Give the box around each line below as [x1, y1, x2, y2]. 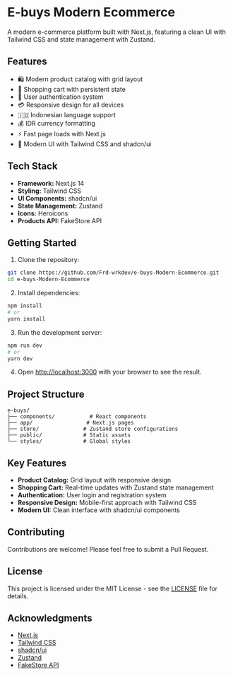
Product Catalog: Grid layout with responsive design [17, 476, 172, 484]
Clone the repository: [17, 256, 80, 264]
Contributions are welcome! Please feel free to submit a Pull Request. [7, 545, 209, 553]
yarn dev [7, 355, 33, 362]
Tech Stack [7, 160, 58, 172]
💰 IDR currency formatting [17, 119, 95, 127]
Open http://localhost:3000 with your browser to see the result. [17, 368, 203, 376]
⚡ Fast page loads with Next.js [17, 129, 106, 138]
